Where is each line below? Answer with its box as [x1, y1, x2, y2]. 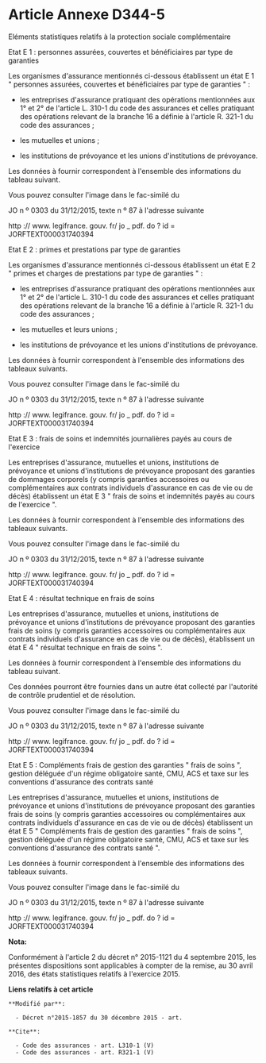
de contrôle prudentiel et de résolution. [8, 690, 137, 699]
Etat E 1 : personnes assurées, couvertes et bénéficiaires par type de [8, 47, 233, 56]
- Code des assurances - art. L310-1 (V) [15, 1042, 155, 1050]
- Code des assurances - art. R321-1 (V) [15, 1048, 155, 1057]
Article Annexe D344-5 [8, 6, 165, 24]
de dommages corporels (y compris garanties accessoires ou [8, 474, 210, 483]
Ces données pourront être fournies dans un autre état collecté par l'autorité [8, 681, 258, 691]
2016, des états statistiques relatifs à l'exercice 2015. [8, 969, 181, 978]
